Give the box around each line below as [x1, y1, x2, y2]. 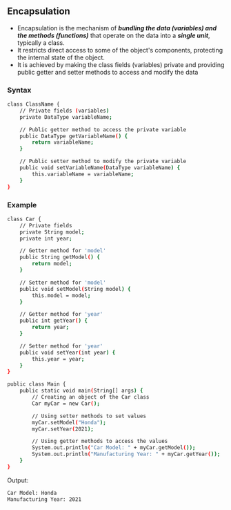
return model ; [32, 261, 72, 267]
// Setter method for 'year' [19, 342, 103, 350]
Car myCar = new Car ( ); [32, 400, 100, 407]
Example [7, 200, 37, 209]
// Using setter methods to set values [32, 413, 147, 419]
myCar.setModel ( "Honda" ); [32, 419, 107, 426]
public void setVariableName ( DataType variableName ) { [19, 164, 181, 171]
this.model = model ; [32, 292, 91, 299]
